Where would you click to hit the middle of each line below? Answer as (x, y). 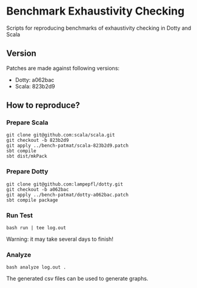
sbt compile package (32, 200)
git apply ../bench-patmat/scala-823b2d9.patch (68, 146)
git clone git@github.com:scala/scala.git (61, 135)
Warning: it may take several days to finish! (60, 239)
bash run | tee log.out (36, 228)
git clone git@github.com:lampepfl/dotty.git (65, 184)
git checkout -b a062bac (38, 189)
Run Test (20, 215)
